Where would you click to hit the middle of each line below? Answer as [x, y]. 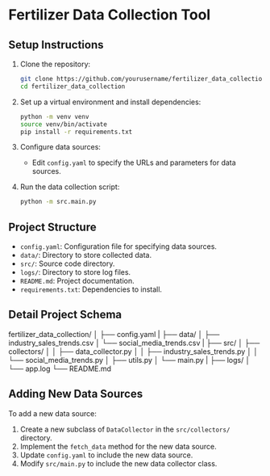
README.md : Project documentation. [77, 281]
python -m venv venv [54, 116]
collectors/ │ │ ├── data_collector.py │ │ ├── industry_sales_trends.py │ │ [133, 351]
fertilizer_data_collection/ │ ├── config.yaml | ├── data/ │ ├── [114, 334]
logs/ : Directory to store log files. [75, 272]
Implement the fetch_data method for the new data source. [118, 446]
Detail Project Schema [65, 315]
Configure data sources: [60, 147]
